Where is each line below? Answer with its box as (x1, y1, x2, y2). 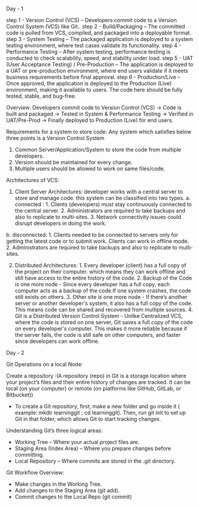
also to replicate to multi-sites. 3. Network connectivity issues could (14, 214, 181, 220)
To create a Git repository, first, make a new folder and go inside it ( (14, 403, 180, 410)
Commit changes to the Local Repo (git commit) (14, 493, 132, 500)
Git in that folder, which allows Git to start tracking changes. (14, 416, 162, 422)
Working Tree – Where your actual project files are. (14, 439, 140, 445)
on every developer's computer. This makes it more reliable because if (14, 325, 188, 332)
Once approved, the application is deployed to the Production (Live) (6, 80, 172, 87)
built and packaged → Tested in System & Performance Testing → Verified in (6, 110, 194, 117)
